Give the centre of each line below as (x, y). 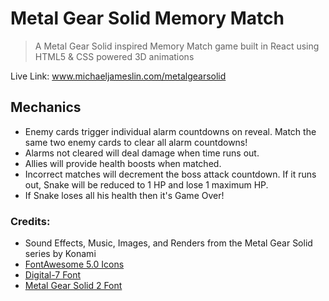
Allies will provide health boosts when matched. (123, 163)
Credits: (30, 221)
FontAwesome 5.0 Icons (74, 264)
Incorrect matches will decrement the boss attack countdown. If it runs (170, 174)
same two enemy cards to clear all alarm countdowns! (136, 142)
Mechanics (46, 107)
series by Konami (60, 254)
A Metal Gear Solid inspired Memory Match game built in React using (177, 46)
